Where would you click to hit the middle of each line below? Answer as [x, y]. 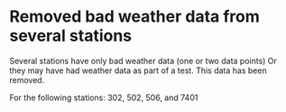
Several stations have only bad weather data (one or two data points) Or [143, 61]
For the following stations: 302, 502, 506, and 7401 [104, 98]
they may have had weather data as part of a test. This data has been [138, 70]
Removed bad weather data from [134, 17]
